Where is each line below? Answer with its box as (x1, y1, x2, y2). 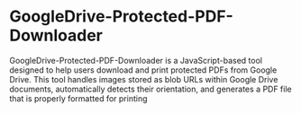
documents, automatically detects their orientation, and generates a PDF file (9, 83, 292, 94)
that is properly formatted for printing (9, 92, 148, 104)
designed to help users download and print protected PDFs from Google (9, 65, 278, 75)
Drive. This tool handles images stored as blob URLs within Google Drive (9, 74, 278, 84)
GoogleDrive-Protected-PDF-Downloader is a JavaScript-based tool (9, 55, 263, 65)
